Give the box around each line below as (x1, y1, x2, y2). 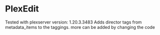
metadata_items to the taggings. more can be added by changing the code (5, 24, 155, 30)
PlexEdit (5, 3, 39, 14)
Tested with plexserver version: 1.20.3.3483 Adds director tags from (5, 19, 142, 25)
